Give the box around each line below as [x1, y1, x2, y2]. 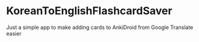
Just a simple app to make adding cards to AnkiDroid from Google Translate [6, 24, 194, 31]
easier [6, 30, 22, 37]
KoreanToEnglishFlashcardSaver [6, 4, 173, 18]
